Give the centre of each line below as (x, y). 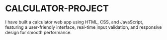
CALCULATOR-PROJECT (57, 9)
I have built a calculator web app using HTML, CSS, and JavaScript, (74, 22)
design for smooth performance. (39, 32)
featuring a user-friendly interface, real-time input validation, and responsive (84, 27)
